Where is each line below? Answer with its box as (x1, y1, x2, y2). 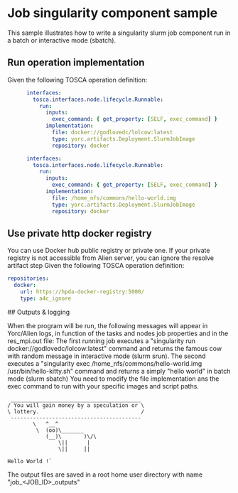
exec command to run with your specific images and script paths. (7, 381, 199, 390)
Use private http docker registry (7, 227, 152, 239)
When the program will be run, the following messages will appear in (7, 321, 208, 330)
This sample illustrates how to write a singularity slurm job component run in (7, 28, 231, 37)
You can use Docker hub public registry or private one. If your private (7, 246, 210, 255)
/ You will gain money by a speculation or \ (7, 401, 144, 409)
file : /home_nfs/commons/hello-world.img (52, 194, 176, 202)
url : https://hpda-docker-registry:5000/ (20, 288, 144, 296)
